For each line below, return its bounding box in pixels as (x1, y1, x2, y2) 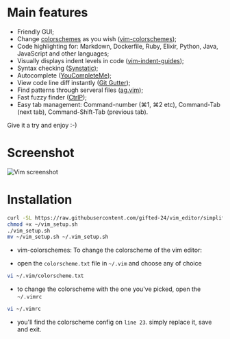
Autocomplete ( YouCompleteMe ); (16, 71, 112, 80)
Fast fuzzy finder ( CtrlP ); (16, 93, 88, 101)
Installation (7, 192, 73, 207)
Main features (7, 5, 88, 21)
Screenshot (7, 145, 75, 161)
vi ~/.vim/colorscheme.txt (7, 272, 84, 279)
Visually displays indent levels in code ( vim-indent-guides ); (16, 56, 185, 65)
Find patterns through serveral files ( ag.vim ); (16, 86, 144, 94)
